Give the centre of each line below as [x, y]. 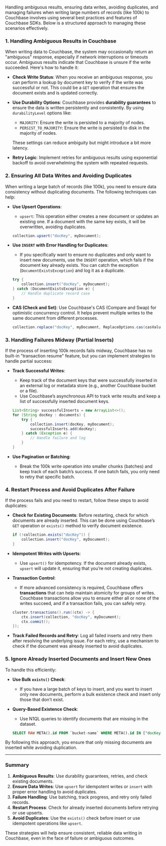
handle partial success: [29, 361]
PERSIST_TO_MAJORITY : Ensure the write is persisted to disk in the [84, 128]
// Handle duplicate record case [56, 294]
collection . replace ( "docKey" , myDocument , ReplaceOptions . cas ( [79, 327]
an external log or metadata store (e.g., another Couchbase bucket [87, 386]
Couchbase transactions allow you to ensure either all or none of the [89, 598]
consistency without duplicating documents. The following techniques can [81, 192]
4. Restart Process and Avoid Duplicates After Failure [70, 490]
